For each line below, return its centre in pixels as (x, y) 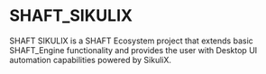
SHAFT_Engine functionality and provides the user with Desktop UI (133, 50)
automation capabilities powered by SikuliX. (91, 60)
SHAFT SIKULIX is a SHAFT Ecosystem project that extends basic (132, 41)
